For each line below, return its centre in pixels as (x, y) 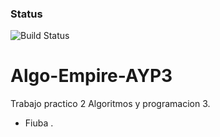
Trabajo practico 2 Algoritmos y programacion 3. (110, 104)
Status (26, 14)
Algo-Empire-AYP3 (91, 76)
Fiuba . (39, 123)
